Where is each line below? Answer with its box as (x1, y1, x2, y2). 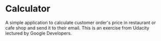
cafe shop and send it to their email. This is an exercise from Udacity (5, 24, 149, 30)
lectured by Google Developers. (5, 30, 72, 36)
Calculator (5, 3, 50, 14)
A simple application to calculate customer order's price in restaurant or (5, 19, 156, 25)
